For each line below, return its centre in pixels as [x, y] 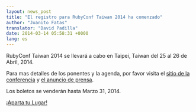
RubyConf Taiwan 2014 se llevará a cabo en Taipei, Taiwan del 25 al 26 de [97, 56]
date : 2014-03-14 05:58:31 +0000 [47, 34]
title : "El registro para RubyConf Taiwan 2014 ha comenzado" [84, 17]
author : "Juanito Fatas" [37, 22]
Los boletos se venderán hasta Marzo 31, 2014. [64, 91]
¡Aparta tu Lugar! [27, 103]
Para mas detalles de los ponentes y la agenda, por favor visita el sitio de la [98, 73]
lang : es [17, 39]
